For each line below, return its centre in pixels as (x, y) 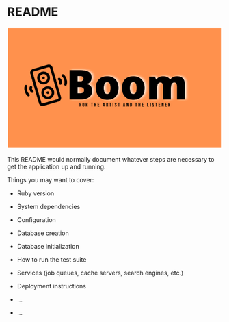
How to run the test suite (52, 260)
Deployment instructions (52, 286)
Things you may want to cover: (51, 180)
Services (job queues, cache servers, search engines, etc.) (100, 273)
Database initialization (48, 247)
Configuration (36, 220)
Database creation (43, 233)
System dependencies (49, 207)
